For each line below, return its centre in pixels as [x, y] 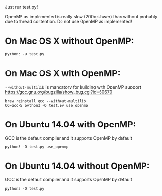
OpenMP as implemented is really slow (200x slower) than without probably [81, 16]
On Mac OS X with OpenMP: [63, 74]
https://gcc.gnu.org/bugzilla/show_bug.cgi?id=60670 [59, 92]
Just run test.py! [21, 7]
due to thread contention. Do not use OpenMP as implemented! [69, 22]
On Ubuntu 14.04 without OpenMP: [77, 166]
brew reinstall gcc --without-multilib [46, 101]
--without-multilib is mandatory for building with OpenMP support [73, 87]
